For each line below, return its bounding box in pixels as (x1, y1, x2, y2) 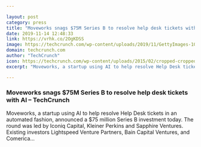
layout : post (6, 14, 39, 20)
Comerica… (6, 135, 35, 142)
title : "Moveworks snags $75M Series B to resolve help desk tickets (6, 25, 184, 31)
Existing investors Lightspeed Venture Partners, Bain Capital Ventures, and (6, 129, 190, 136)
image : (6, 42, 23, 48)
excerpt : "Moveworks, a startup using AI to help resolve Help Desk (6, 64, 181, 70)
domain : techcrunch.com (6, 47, 66, 54)
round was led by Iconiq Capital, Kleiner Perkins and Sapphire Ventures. (6, 122, 184, 129)
